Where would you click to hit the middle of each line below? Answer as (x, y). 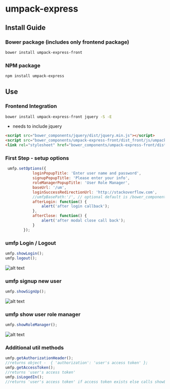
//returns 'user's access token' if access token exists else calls (79, 382)
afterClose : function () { (59, 216)
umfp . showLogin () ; (25, 253)
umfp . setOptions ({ (27, 169)
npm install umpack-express (35, 76)
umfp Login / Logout (31, 243)
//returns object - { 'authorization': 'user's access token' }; (77, 363)
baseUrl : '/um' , (49, 187)
